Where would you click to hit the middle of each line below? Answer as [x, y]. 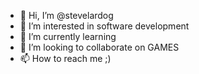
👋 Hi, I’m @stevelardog [66, 15]
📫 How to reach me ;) [65, 58]
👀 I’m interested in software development [104, 26]
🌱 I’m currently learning [68, 36]
